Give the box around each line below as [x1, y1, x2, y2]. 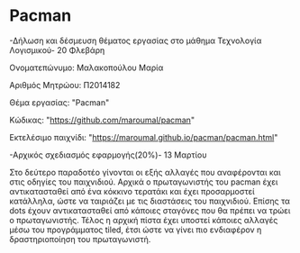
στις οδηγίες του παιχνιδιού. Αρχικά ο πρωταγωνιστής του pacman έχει [9, 176, 278, 187]
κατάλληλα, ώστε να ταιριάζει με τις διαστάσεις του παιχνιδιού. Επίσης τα [9, 195, 291, 206]
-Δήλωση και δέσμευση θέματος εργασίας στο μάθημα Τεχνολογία [9, 35, 262, 46]
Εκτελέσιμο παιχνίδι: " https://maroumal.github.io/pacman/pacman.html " [9, 131, 278, 142]
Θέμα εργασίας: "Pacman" [9, 96, 110, 108]
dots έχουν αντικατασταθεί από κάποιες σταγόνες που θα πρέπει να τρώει [9, 204, 291, 216]
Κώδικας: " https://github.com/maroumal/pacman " [9, 114, 195, 125]
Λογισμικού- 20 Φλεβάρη [9, 44, 105, 55]
